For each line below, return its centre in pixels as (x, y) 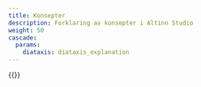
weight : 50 (26, 30)
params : (28, 45)
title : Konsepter (37, 15)
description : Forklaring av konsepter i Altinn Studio (101, 23)
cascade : (23, 38)
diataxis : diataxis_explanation (76, 52)
